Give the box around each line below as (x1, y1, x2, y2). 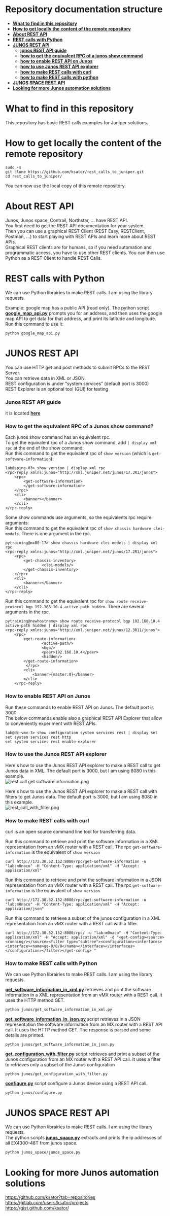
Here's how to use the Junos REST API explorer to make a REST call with (5, 788, 157, 794)
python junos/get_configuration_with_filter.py (5, 1071, 108, 1076)
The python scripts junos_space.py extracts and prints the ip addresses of (5, 1135, 162, 1141)
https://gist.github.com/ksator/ (5, 1205, 70, 1211)
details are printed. (5, 1032, 45, 1038)
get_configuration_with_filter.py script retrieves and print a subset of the (5, 1051, 160, 1057)
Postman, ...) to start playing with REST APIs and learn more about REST (5, 233, 156, 239)
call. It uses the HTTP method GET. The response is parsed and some (5, 1027, 151, 1033)
